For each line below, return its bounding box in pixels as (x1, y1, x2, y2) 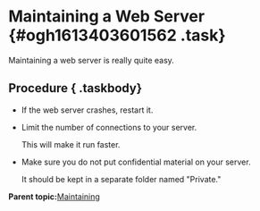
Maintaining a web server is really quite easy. (8, 55, 175, 65)
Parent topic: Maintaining (8, 190, 100, 202)
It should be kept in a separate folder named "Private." (21, 173, 222, 184)
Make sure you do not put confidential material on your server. (21, 156, 251, 167)
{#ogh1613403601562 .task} (8, 25, 226, 46)
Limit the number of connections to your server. (21, 122, 197, 132)
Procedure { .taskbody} (8, 80, 143, 96)
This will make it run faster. (21, 139, 121, 149)
